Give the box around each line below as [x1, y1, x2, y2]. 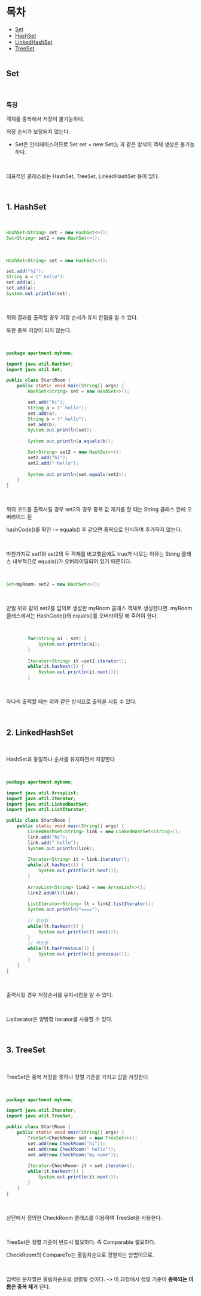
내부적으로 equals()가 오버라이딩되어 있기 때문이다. [12, 558, 132, 565]
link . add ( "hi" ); [28, 834, 68, 840]
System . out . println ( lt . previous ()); [38, 951, 130, 957]
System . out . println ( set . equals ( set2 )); [28, 471, 127, 477]
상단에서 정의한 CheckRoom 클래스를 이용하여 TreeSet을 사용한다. [6, 1214, 163, 1221]
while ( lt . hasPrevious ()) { [28, 945, 95, 952]
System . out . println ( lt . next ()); [38, 929, 119, 935]
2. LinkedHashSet [6, 727, 74, 737]
